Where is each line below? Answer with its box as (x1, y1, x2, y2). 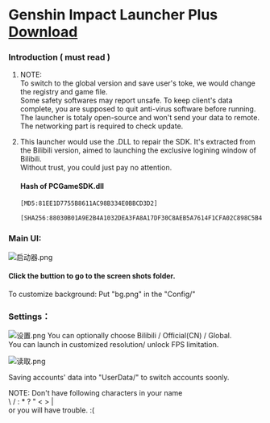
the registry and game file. (19, 87, 108, 97)
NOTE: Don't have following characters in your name (8, 388, 183, 398)
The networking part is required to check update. (19, 121, 184, 131)
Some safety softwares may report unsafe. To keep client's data (19, 95, 233, 106)
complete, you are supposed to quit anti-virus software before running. (19, 104, 256, 114)
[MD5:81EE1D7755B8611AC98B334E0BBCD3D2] (19, 199, 158, 207)
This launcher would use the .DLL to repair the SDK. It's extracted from (19, 137, 255, 147)
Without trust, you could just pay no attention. (19, 163, 172, 173)
